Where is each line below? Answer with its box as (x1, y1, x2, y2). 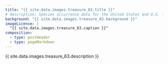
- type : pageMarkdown (9, 40, 55, 45)
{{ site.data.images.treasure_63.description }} (5, 53, 99, 59)
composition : (5, 30, 32, 35)
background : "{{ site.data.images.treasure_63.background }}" (5, 16, 137, 21)
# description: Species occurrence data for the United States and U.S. (5, 12, 160, 17)
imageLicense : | (5, 21, 39, 26)
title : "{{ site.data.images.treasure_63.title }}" (5, 7, 115, 12)
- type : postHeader (9, 35, 50, 40)
